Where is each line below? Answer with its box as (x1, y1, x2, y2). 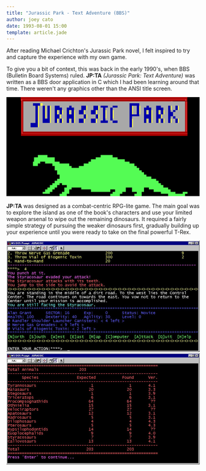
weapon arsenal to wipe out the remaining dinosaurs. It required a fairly (6, 215, 187, 222)
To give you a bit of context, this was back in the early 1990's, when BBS (6, 65, 190, 73)
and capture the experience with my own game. (6, 53, 127, 61)
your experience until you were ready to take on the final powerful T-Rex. (6, 228, 191, 236)
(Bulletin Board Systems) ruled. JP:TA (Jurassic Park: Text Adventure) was (6, 72, 196, 79)
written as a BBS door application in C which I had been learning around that (6, 79, 199, 86)
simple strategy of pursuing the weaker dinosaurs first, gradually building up (6, 222, 199, 229)
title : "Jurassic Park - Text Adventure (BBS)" (6, 10, 131, 16)
